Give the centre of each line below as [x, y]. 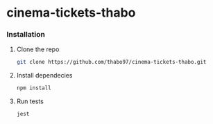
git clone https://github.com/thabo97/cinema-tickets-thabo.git [111, 62]
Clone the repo [38, 49]
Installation [26, 35]
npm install [34, 88]
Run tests [30, 101]
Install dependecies [44, 76]
